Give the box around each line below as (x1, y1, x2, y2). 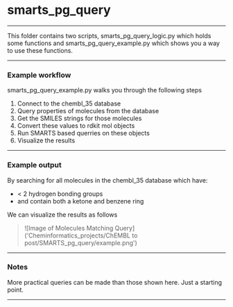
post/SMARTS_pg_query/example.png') (24, 238, 137, 247)
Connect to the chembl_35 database (17, 99, 121, 108)
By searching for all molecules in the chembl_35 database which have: (7, 176, 208, 184)
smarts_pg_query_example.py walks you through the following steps (7, 86, 202, 94)
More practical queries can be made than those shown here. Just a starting (7, 278, 223, 286)
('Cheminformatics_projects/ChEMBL (24, 231, 130, 240)
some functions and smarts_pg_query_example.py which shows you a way (7, 39, 221, 47)
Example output (7, 160, 62, 170)
